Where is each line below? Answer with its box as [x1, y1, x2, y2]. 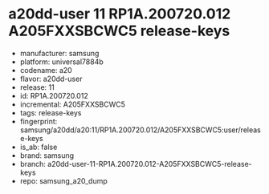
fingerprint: [19, 116, 58, 126]
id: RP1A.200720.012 [19, 91, 88, 100]
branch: [19, 159, 47, 168]
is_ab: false [19, 142, 58, 152]
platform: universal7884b [19, 57, 104, 67]
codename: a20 [19, 65, 72, 75]
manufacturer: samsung [19, 48, 100, 58]
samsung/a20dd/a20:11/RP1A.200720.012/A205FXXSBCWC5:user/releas [19, 125, 261, 135]
